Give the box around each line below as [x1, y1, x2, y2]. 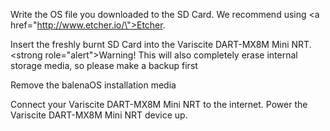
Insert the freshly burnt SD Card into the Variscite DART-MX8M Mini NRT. [10, 39, 312, 50]
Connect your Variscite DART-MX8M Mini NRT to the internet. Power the [10, 99, 308, 110]
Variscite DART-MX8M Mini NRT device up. [10, 109, 188, 121]
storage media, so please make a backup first [10, 60, 198, 71]
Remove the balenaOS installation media [10, 79, 177, 91]
